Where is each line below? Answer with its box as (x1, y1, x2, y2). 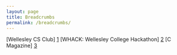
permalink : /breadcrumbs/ (6, 20, 71, 25)
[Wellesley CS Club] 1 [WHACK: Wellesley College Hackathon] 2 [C (6, 36, 172, 43)
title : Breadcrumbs (6, 14, 55, 20)
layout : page (6, 8, 39, 15)
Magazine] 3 (6, 42, 38, 49)
